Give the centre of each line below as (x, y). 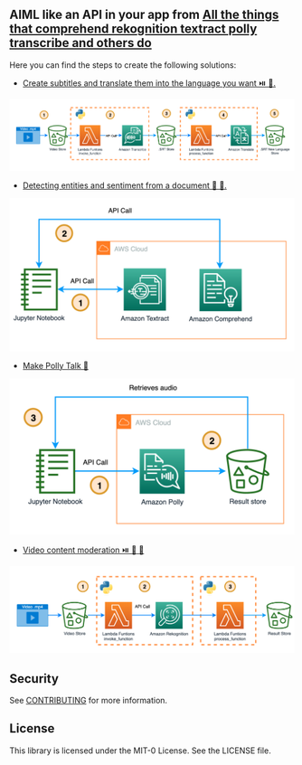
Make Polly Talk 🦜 (55, 365)
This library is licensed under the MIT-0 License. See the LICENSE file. (140, 751)
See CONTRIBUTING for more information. (89, 701)
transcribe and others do (80, 43)
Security (34, 679)
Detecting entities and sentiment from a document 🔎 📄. (125, 185)
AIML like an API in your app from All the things (144, 15)
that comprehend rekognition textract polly (133, 29)
